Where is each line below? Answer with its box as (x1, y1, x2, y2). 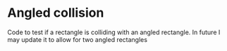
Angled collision (7, 5, 104, 21)
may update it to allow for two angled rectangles (7, 35, 148, 43)
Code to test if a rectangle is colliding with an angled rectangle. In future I (7, 28, 221, 36)
